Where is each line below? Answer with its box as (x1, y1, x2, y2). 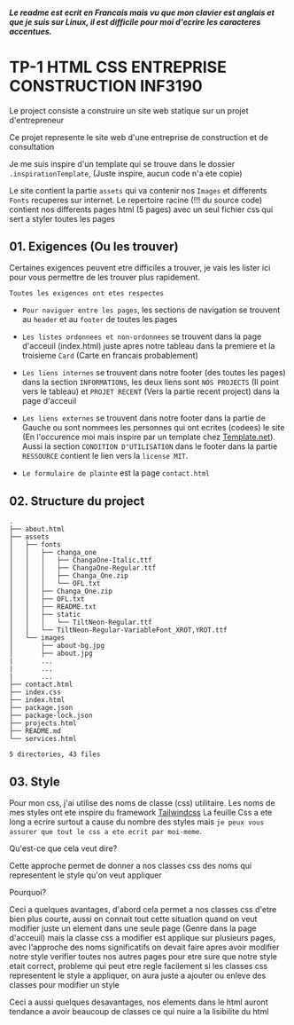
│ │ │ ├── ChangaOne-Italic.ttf (9, 556, 152, 565)
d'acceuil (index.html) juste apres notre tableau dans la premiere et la (21, 341, 275, 351)
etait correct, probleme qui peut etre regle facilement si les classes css (9, 960, 268, 971)
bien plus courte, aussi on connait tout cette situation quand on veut (9, 913, 258, 924)
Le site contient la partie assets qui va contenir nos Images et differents (9, 185, 267, 195)
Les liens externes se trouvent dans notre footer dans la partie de (21, 413, 266, 423)
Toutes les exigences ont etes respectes (9, 289, 165, 298)
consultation (9, 141, 55, 152)
